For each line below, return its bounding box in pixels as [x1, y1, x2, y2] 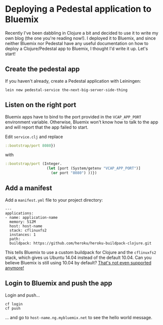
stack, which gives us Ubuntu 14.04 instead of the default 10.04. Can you [5, 255, 152, 260]
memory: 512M [9, 219, 36, 224]
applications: [5, 210, 34, 216]
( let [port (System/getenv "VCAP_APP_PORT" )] [46, 166, 141, 171]
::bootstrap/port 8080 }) [5, 143, 56, 148]
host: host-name [9, 224, 42, 229]
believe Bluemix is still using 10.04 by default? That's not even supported [5, 259, 152, 265]
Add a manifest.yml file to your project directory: [5, 197, 103, 203]
